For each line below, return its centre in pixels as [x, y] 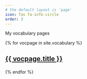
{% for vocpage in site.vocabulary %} [44, 43]
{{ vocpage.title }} [34, 59]
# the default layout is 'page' [39, 10]
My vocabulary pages [27, 33]
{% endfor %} [19, 72]
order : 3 [14, 19]
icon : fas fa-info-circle [32, 14]
